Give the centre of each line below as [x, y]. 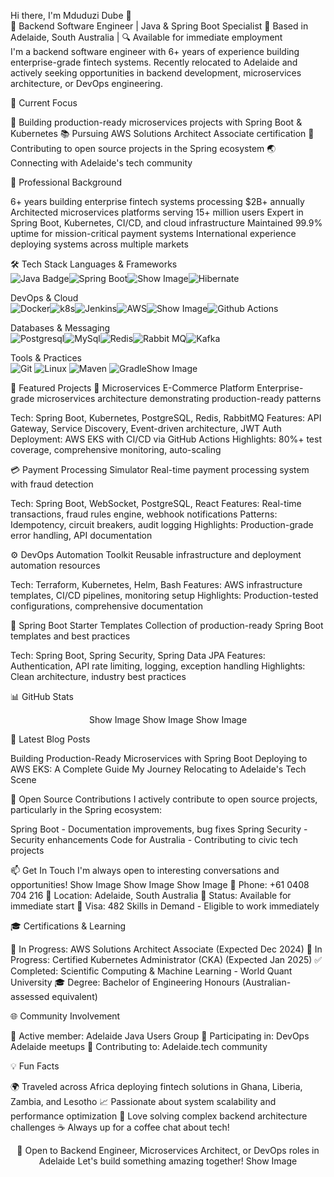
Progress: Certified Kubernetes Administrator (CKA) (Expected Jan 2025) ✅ [166, 959]
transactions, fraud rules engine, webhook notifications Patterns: [144, 514]
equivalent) [74, 996]
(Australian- [266, 982]
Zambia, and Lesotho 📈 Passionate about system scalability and [143, 1101]
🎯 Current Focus [44, 103]
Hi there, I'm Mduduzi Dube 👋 [71, 15]
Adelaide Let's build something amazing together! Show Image [168, 1161]
